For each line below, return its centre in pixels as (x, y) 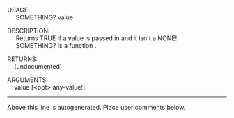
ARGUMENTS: (28, 80)
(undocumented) (38, 66)
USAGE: (18, 10)
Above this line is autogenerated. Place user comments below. (96, 107)
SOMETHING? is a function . (56, 45)
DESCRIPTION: (29, 31)
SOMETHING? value (45, 17)
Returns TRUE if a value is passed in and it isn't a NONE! (96, 38)
